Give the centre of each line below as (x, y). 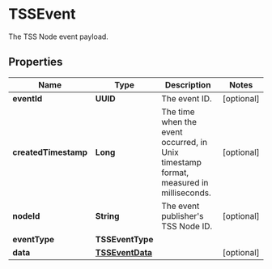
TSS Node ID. (187, 226)
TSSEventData (123, 252)
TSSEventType (124, 239)
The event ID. (187, 98)
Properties (36, 62)
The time (178, 112)
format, (175, 173)
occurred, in (185, 142)
